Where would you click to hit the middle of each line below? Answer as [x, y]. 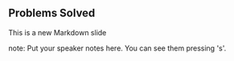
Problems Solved [52, 13]
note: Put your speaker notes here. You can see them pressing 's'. [117, 48]
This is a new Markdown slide [57, 32]
